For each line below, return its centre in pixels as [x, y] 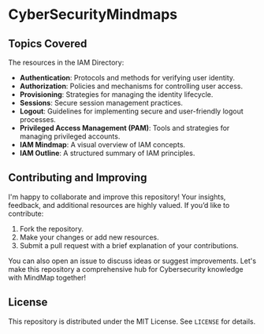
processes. [38, 119]
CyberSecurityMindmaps [93, 15]
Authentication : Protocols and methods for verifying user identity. [127, 78]
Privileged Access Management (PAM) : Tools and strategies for [125, 128]
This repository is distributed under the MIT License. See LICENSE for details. [132, 321]
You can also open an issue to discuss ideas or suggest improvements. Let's [132, 261]
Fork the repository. [52, 228]
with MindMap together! [47, 277]
